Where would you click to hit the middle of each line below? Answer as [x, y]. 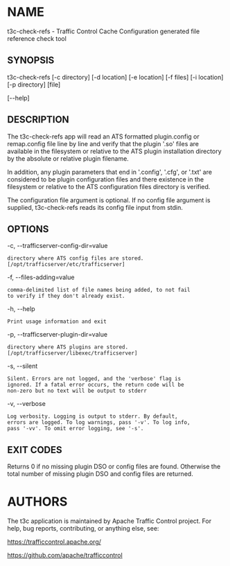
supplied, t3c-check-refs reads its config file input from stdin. [95, 207]
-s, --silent [23, 366]
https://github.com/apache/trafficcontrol [65, 556]
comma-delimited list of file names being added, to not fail [99, 290]
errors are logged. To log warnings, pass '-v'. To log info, [99, 423]
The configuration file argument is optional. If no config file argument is [109, 200]
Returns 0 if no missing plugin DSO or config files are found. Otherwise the [114, 467]
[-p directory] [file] [34, 85]
